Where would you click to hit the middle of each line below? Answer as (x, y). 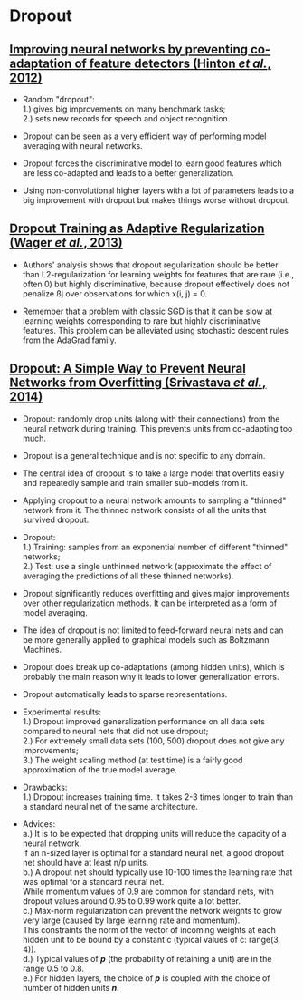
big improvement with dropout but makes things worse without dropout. (156, 200)
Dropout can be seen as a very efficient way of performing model (144, 136)
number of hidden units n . (71, 987)
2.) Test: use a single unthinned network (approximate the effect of (147, 566)
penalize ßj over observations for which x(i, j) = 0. (115, 293)
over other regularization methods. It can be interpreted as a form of (150, 603)
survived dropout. (56, 519)
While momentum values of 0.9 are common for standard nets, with (148, 891)
